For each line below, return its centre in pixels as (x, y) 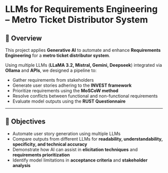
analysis (21, 165)
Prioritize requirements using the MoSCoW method (65, 90)
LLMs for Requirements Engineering (81, 9)
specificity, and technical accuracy (50, 144)
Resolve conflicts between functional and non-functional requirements (85, 96)
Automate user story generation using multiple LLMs (66, 134)
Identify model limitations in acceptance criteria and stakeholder (80, 160)
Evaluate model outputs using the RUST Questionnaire (69, 101)
